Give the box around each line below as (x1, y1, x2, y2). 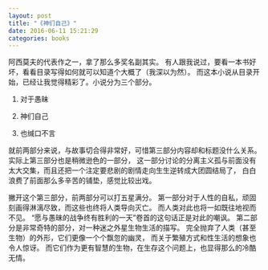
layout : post (8, 11, 52, 20)
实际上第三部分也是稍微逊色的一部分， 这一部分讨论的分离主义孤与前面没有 (8, 156, 257, 166)
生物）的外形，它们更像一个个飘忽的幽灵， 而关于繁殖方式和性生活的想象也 (8, 233, 257, 243)
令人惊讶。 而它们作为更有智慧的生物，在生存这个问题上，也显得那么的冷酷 (8, 243, 257, 253)
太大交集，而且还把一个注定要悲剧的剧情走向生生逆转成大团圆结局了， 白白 (8, 166, 257, 175)
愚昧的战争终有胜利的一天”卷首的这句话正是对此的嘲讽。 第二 (48, 213, 251, 223)
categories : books (8, 34, 70, 43)
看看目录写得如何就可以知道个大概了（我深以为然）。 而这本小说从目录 (22, 67, 253, 77)
